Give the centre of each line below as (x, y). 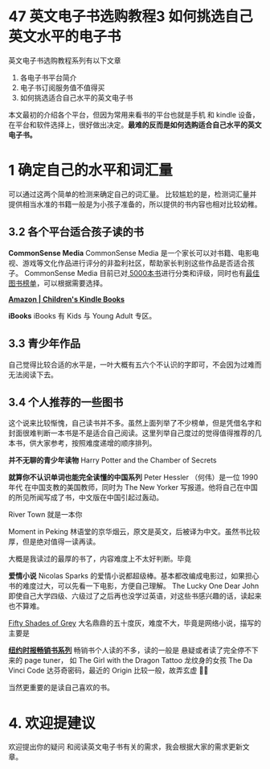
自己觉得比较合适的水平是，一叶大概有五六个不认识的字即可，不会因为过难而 (135, 364)
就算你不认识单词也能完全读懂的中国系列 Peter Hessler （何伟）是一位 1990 (133, 477)
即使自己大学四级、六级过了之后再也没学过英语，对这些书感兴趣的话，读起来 (135, 596)
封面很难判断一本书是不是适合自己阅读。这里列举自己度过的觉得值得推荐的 (131, 433)
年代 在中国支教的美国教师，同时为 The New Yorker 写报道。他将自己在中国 (133, 487)
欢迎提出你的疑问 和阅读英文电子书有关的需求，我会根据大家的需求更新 (125, 747)
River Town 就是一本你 (45, 515)
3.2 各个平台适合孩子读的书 (76, 232)
